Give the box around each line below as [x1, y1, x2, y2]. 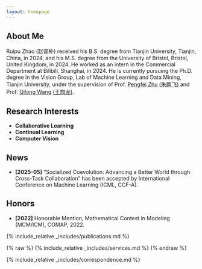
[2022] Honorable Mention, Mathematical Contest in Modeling [14, 214, 170, 221]
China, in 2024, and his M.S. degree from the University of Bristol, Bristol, [6, 55, 189, 62]
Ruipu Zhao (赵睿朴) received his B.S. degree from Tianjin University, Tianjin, [6, 48, 197, 55]
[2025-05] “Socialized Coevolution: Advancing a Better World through [14, 169, 191, 176]
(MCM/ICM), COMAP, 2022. [14, 221, 85, 228]
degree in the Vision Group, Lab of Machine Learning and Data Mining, [6, 73, 182, 81]
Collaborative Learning [14, 122, 74, 129]
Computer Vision [14, 135, 59, 142]
